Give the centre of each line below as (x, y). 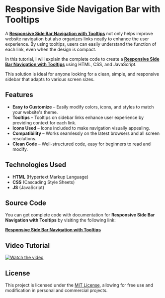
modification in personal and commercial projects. (56, 290)
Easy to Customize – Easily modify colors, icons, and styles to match (83, 107)
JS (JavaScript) (28, 187)
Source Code (26, 203)
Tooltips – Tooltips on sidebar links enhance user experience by (78, 117)
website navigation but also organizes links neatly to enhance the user (77, 39)
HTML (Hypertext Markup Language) (50, 177)
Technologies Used (36, 165)
